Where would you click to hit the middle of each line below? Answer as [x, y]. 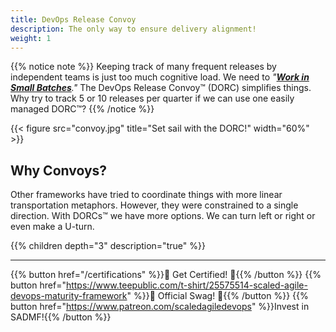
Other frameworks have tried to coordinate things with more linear [146, 195]
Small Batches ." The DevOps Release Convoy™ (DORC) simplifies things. [161, 88]
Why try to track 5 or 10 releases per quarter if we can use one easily [152, 98]
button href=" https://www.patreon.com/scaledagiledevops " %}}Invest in [160, 307]
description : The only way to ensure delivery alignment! [133, 29]
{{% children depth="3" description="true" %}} [108, 246]
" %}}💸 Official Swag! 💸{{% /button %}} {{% [217, 296]
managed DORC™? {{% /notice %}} [82, 109]
